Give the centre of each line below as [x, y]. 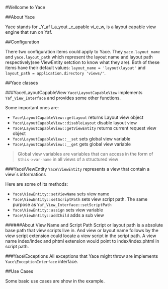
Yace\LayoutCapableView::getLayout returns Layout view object [78, 117]
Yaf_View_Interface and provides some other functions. [63, 98]
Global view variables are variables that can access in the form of [85, 154]
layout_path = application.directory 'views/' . [56, 73]
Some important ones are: [32, 107]
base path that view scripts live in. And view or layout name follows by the [82, 230]
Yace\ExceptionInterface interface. [42, 262]
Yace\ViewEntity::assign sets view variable [58, 210]
